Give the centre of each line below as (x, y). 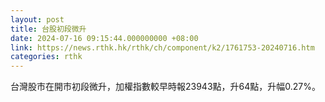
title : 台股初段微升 (48, 29)
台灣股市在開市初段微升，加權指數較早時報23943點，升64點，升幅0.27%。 (166, 87)
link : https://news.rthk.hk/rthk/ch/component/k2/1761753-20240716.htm (162, 47)
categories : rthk (46, 57)
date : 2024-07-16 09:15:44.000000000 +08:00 (104, 38)
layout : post (37, 19)
